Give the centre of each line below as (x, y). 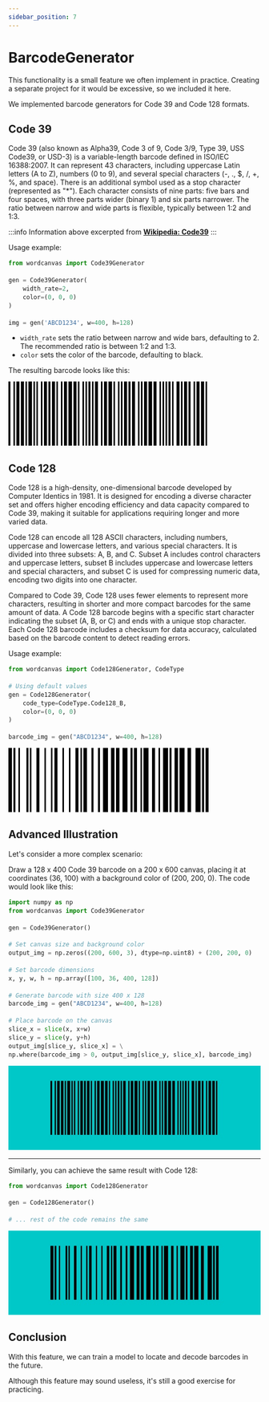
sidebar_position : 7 (43, 17)
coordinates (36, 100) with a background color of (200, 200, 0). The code (129, 877)
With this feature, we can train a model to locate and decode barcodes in (128, 1356)
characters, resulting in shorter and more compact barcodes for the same (129, 604)
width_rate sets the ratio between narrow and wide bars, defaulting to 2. (140, 338)
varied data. (28, 522)
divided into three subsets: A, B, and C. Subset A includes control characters (134, 554)
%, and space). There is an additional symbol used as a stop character (125, 182)
